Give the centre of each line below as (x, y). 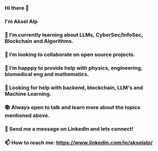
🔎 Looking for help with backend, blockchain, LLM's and (74, 87)
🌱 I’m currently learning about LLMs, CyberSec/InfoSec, (74, 34)
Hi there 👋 (17, 8)
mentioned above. (27, 115)
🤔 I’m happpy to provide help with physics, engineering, (74, 68)
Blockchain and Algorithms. (39, 41)
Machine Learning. (28, 93)
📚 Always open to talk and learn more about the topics (72, 107)
